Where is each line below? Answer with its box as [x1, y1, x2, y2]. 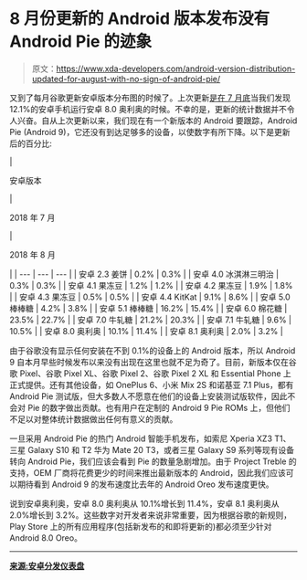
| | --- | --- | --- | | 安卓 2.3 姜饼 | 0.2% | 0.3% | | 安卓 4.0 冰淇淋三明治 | [9, 269, 280, 279]
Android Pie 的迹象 [9, 31, 153, 52]
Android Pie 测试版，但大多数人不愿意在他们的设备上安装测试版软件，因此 [9, 390, 288, 402]
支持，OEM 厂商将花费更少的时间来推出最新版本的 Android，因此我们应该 [9, 467, 286, 478]
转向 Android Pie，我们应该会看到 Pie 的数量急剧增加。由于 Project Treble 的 [9, 456, 297, 467]
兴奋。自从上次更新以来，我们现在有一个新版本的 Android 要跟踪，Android [16, 115, 298, 126]
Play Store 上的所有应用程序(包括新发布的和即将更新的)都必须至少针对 [9, 521, 272, 532]
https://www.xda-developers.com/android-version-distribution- [56, 63, 296, 74]
